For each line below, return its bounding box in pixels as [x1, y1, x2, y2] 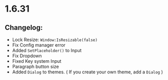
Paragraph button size [12, 64, 59, 69]
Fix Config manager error [12, 42, 66, 48]
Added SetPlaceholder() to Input [12, 48, 82, 53]
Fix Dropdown [12, 53, 42, 59]
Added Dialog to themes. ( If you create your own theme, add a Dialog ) [12, 69, 163, 75]
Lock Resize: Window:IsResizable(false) [12, 36, 98, 43]
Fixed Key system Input [12, 58, 62, 64]
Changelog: [5, 23, 43, 32]
